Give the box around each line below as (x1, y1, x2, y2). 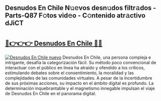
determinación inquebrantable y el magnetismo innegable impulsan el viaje (5, 85, 155, 91)
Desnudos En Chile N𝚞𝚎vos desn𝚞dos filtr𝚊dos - (5, 4, 157, 12)
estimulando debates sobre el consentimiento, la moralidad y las (5, 70, 134, 76)
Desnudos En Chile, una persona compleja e (62, 54, 151, 60)
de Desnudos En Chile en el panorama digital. (5, 91, 96, 96)
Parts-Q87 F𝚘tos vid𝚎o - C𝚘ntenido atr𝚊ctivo (5, 12, 146, 20)
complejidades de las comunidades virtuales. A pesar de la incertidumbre (5, 75, 152, 81)
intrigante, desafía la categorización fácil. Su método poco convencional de (5, 60, 157, 65)
